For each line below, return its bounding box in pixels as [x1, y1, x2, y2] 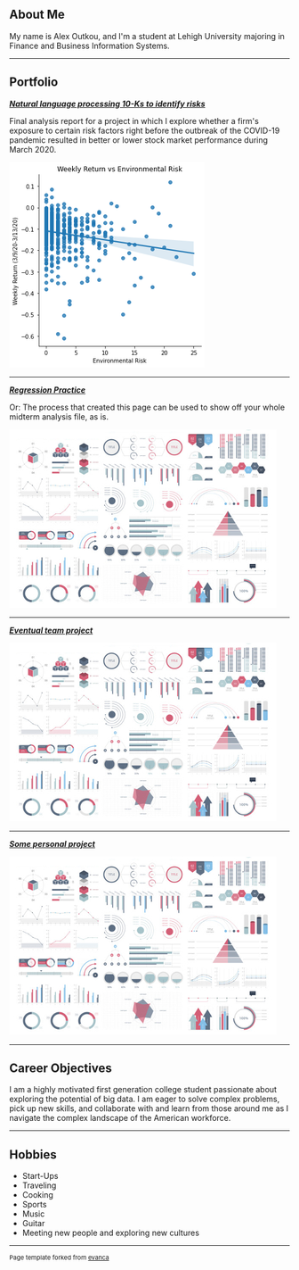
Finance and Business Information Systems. [9, 40, 171, 51]
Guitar [21, 1218, 45, 1229]
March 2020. [9, 144, 57, 154]
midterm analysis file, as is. [9, 411, 109, 422]
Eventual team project [9, 625, 93, 635]
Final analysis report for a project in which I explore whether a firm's [9, 115, 260, 126]
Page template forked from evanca [9, 1253, 109, 1262]
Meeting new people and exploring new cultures [21, 1227, 200, 1239]
